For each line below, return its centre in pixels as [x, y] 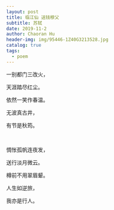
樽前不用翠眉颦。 [27, 175]
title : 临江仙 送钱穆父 [33, 17]
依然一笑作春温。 [27, 100]
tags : [13, 51]
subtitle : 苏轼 [24, 23]
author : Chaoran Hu [31, 34]
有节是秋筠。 [22, 125]
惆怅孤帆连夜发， [27, 149]
